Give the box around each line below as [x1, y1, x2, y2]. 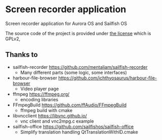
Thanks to [5, 50, 38, 59]
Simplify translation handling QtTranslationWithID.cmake [20, 129, 139, 135]
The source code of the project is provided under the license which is [5, 30, 151, 36]
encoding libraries [20, 96, 59, 102]
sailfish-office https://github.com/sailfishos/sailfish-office [12, 123, 134, 129]
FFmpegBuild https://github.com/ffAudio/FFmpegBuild [12, 102, 127, 108]
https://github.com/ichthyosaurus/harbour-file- [58, 75, 157, 81]
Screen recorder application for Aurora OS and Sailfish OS [5, 20, 127, 26]
